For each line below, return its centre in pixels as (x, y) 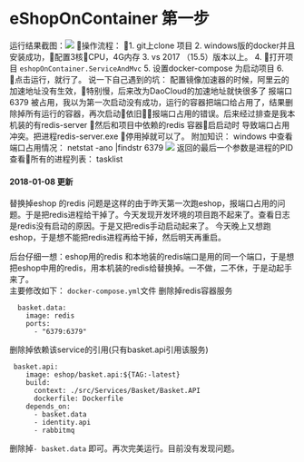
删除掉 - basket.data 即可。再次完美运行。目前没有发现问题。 (125, 448)
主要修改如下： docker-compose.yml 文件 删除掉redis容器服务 (121, 290)
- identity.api (62, 423)
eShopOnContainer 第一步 (109, 19)
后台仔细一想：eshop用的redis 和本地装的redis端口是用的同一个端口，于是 (148, 257)
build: (38, 383)
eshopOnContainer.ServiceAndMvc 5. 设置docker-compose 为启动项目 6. (152, 68)
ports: (38, 324)
